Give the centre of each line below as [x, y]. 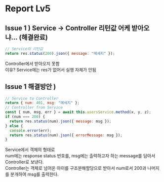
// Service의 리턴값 [24, 49]
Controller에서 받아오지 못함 [33, 63]
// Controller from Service [34, 108]
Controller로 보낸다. [24, 162]
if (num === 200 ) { [25, 117]
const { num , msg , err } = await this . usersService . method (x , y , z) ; [78, 112]
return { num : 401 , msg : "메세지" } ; [42, 103]
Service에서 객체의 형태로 [30, 150]
